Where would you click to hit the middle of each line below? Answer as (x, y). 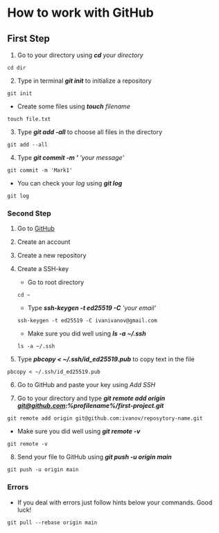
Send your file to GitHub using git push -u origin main (94, 457)
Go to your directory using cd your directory (80, 55)
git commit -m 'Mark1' (40, 170)
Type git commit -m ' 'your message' (71, 157)
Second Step (29, 213)
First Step (28, 39)
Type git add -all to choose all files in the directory (90, 132)
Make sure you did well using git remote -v (79, 432)
